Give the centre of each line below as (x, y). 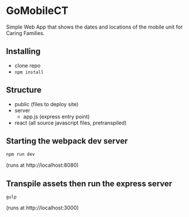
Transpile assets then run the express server (89, 183)
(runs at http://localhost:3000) (42, 208)
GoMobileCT (37, 11)
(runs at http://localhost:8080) (42, 165)
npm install (29, 72)
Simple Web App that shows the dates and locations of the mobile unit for (94, 27)
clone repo (27, 65)
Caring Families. (25, 33)
